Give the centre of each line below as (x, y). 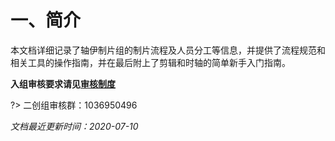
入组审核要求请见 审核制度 (63, 83)
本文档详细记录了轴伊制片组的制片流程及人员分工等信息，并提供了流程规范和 (168, 50)
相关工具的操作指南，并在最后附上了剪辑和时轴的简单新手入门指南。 (150, 62)
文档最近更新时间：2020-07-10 (74, 126)
